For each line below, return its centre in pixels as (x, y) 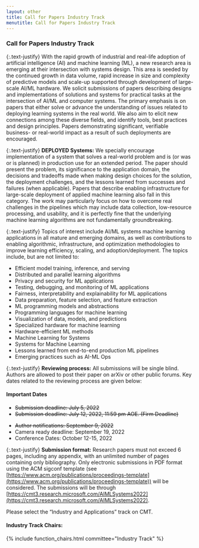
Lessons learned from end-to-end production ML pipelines (87, 350)
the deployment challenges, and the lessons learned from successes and (96, 181)
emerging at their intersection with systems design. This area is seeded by (97, 69)
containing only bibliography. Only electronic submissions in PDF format (94, 462)
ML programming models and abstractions (67, 306)
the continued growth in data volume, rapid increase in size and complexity (98, 76)
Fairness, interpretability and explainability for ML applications (91, 293)
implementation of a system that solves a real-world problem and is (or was (99, 156)
